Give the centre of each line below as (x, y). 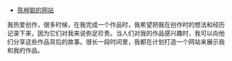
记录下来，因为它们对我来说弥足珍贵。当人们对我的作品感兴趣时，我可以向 (113, 33)
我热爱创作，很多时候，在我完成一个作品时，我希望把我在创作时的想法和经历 (116, 25)
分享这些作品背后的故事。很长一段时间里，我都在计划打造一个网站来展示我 (119, 42)
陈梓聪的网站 (35, 10)
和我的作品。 (25, 50)
